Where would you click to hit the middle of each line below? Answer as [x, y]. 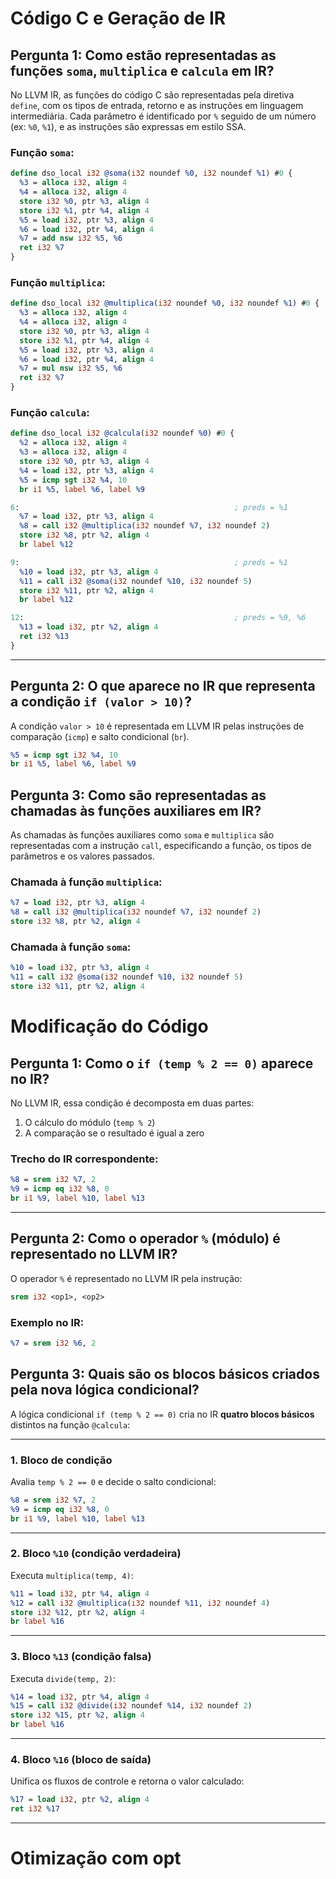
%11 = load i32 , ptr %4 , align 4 [80, 1593]
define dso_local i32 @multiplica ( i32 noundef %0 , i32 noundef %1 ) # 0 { [165, 303]
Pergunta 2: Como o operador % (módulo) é [145, 1238]
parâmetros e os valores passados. [82, 856]
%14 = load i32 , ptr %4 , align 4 [80, 1697]
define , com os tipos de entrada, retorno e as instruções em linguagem [157, 105]
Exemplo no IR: [47, 1322]
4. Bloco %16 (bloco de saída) [81, 1760]
